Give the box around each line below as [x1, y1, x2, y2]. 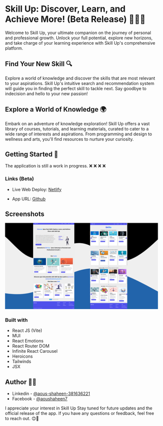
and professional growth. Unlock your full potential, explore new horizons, [5, 35, 153, 41]
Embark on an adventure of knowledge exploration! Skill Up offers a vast [5, 120, 150, 127]
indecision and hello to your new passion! [5, 91, 88, 97]
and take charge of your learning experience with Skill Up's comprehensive [5, 40, 155, 46]
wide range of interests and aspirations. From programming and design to [5, 131, 152, 137]
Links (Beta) [5, 176, 34, 182]
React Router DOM [12, 343, 50, 349]
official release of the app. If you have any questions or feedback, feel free [5, 410, 154, 416]
